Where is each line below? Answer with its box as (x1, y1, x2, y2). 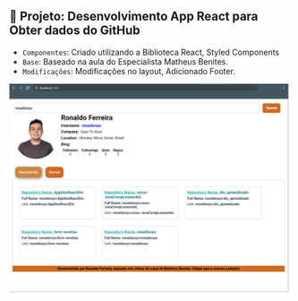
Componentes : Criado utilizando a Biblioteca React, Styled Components (21, 47, 280, 57)
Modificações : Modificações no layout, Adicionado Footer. (21, 65, 235, 76)
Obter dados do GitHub (9, 23, 140, 39)
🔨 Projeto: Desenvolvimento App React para (9, 9, 259, 24)
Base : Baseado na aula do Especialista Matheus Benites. (21, 56, 228, 67)
